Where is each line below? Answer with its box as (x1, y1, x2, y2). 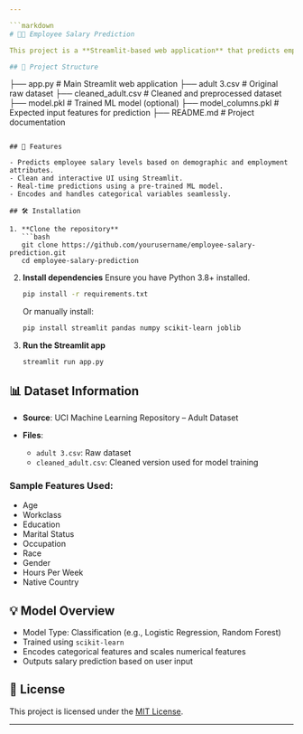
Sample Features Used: (9, 479, 114, 492)
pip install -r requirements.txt (22, 290, 149, 299)
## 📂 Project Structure (9, 62, 99, 71)
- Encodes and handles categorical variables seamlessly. (9, 190, 232, 199)
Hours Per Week (22, 567, 84, 579)
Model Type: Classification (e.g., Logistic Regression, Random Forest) (22, 626, 281, 637)
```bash (21, 232, 50, 242)
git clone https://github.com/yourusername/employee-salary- (21, 240, 256, 249)
